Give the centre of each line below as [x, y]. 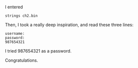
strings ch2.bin [21, 16]
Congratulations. [22, 60]
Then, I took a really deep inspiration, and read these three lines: [69, 25]
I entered [14, 7]
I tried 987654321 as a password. [38, 51]
